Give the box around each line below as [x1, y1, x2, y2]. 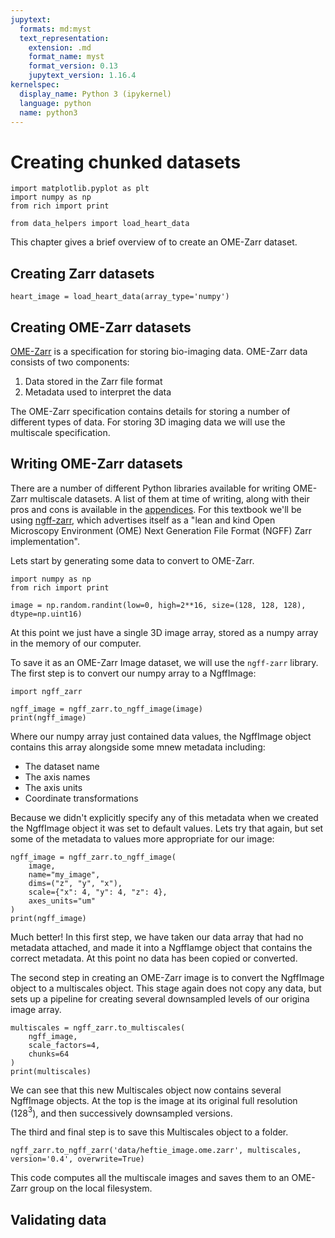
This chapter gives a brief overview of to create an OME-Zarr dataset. [10, 236, 298, 248]
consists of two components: [10, 356, 130, 368]
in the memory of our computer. [10, 637, 142, 649]
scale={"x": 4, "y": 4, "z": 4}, [28, 887, 168, 897]
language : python [19, 98, 92, 108]
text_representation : [19, 33, 110, 43]
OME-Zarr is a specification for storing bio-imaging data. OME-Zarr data [10, 345, 308, 357]
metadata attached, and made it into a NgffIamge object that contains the [10, 941, 313, 953]
